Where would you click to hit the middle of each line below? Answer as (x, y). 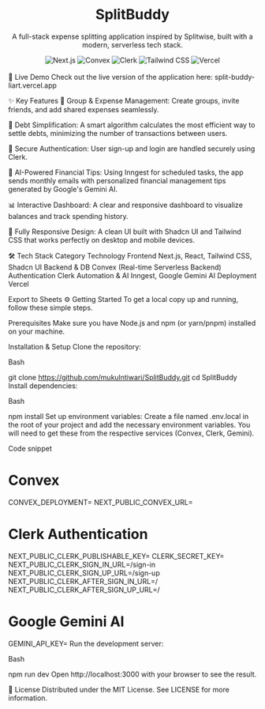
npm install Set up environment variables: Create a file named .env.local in (129, 416)
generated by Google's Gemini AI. (63, 189)
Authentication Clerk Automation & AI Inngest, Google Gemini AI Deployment (132, 275)
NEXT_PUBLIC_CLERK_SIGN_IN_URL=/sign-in (82, 564)
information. (28, 698)
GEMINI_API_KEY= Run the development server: (86, 643)
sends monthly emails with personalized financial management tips (117, 180)
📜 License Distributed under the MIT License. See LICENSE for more (119, 689)
